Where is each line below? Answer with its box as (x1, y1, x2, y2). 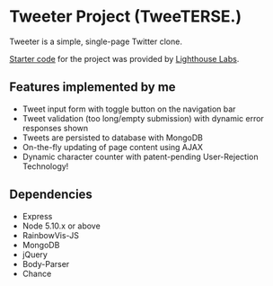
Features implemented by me (9, 79, 177, 95)
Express (22, 210, 53, 221)
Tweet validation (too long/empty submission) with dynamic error (22, 112, 265, 123)
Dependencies (9, 187, 92, 202)
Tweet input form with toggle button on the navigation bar (22, 103, 236, 114)
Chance (22, 268, 52, 279)
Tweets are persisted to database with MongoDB (22, 132, 204, 143)
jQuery (22, 249, 48, 260)
